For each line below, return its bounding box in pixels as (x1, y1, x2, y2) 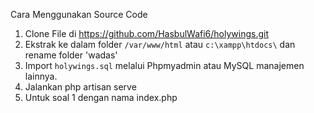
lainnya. (24, 70, 58, 82)
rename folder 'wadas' (24, 49, 118, 61)
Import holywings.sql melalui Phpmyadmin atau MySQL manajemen (24, 60, 305, 71)
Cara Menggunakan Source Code (10, 9, 148, 20)
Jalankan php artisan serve (24, 81, 137, 93)
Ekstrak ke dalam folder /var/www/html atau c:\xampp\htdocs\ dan (24, 39, 296, 50)
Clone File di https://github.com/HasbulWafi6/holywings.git (24, 28, 270, 39)
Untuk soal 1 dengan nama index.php (24, 92, 178, 103)
